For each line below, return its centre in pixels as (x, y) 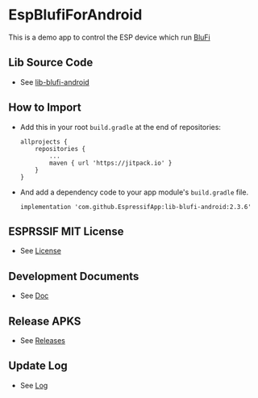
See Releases (43, 340)
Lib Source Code (51, 63)
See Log (34, 385)
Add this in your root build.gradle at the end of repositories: (121, 127)
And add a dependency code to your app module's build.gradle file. (134, 192)
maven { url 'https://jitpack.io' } (111, 163)
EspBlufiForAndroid (75, 15)
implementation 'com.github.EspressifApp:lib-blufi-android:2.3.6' (135, 207)
